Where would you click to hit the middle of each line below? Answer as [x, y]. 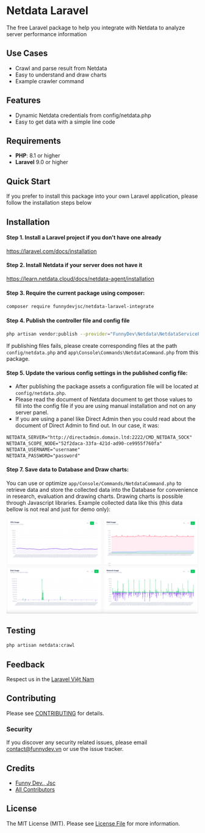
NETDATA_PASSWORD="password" [43, 456]
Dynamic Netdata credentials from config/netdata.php [83, 115]
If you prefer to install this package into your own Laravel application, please [102, 196]
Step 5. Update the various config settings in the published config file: [97, 373]
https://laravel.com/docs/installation [52, 251]
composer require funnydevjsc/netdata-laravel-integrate [80, 307]
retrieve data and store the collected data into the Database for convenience [102, 489]
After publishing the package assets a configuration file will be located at [107, 386]
